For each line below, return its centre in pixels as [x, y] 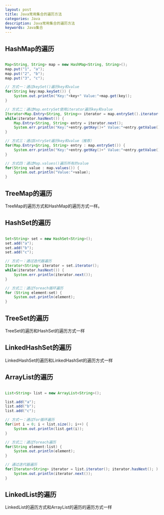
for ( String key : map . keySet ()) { [38, 92]
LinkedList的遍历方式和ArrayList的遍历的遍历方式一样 [59, 507]
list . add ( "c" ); [20, 411]
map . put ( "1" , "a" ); [25, 69]
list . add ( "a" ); [20, 402]
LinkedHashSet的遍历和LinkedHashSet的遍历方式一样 [59, 360]
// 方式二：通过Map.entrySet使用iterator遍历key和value [59, 109]
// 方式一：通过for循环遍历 [30, 420]
